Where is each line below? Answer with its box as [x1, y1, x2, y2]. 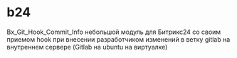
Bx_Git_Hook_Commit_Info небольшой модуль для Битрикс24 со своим [6, 28, 221, 36]
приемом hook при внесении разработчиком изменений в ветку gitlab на [6, 35, 231, 43]
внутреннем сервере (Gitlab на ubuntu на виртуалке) [6, 42, 168, 51]
